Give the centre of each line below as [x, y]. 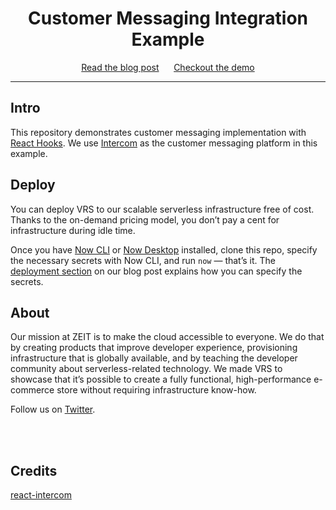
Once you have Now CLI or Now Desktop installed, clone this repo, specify [164, 249]
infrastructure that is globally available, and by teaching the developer [154, 358]
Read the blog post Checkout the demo [168, 67]
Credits [34, 470]
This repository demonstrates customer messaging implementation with [158, 132]
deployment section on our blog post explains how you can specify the [156, 271]
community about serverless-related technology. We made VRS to [146, 369]
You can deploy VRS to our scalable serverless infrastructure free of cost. [162, 209]
